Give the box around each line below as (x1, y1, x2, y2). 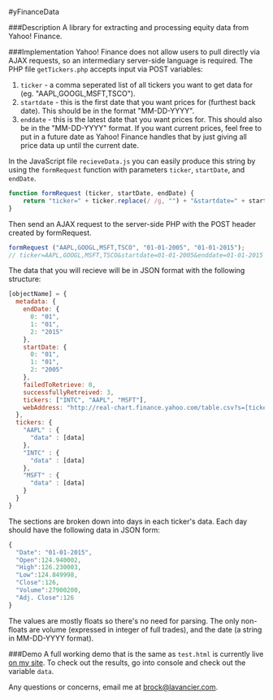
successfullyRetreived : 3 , (23, 388, 115, 397)
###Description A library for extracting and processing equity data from (8, 23, 249, 32)
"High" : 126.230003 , (15, 563, 82, 572)
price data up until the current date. (19, 141, 140, 150)
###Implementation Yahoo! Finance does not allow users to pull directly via (8, 47, 260, 56)
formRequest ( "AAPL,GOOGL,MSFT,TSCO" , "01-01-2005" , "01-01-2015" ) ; (8, 243, 245, 251)
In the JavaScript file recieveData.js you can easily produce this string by (8, 156, 256, 166)
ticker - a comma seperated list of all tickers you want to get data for (19, 80, 253, 89)
